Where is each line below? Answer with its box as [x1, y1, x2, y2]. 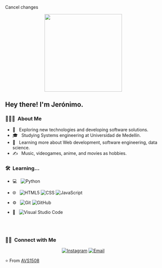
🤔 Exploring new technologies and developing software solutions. [12, 127, 149, 133]
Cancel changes [5, 4, 39, 10]
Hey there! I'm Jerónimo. [5, 100, 84, 109]
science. [12, 144, 30, 150]
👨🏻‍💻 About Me [5, 115, 42, 122]
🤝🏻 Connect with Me [5, 236, 56, 243]
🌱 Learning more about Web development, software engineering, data [12, 139, 158, 145]
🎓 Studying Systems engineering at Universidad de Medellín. [12, 132, 141, 138]
